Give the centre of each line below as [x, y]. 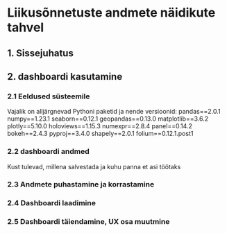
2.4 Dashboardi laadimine [51, 203]
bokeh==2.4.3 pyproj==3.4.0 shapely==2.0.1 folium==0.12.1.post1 [100, 134]
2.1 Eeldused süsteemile [49, 96]
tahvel [26, 27]
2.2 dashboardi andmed [48, 152]
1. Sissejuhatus [41, 53]
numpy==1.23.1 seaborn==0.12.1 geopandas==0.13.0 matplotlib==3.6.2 [108, 119]
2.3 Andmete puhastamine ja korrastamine [81, 184]
